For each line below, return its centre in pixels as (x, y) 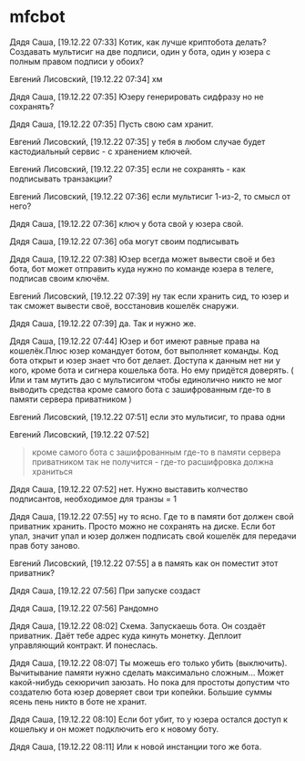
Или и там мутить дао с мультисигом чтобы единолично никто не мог (146, 379)
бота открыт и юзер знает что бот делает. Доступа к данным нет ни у (145, 360)
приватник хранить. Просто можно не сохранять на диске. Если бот (142, 526)
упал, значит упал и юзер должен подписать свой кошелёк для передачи (153, 536)
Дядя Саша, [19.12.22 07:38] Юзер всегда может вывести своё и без (142, 259)
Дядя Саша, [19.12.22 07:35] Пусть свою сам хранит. (112, 124)
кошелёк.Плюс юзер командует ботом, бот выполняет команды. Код (144, 350)
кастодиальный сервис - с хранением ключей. (101, 151)
